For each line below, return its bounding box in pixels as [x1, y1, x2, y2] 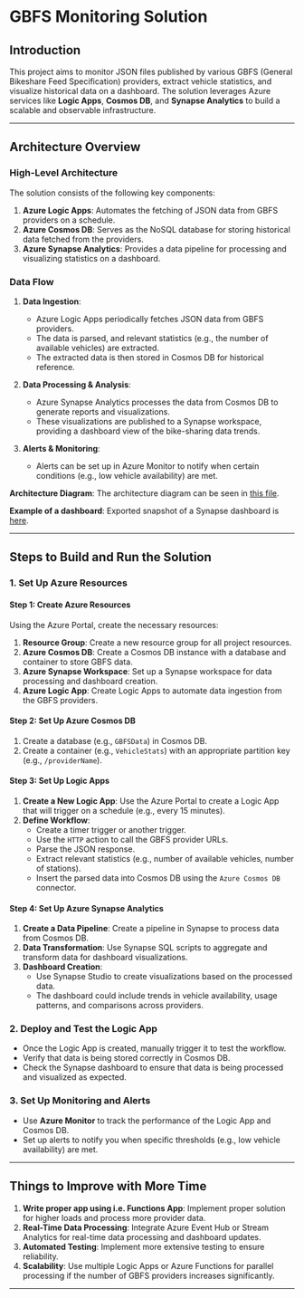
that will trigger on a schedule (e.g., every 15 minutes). [22, 805, 226, 816]
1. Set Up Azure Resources [9, 577, 128, 589]
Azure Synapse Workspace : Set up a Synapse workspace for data [22, 665, 273, 676]
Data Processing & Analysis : [22, 378, 131, 390]
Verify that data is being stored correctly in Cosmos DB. [22, 1053, 231, 1064]
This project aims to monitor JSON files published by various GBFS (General [9, 66, 293, 77]
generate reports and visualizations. [35, 406, 170, 417]
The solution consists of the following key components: [9, 187, 215, 198]
